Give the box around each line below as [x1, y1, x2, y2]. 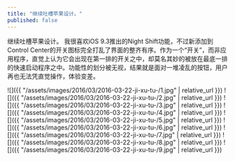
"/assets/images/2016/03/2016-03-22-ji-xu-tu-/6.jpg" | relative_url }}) [20, 123, 222, 132]
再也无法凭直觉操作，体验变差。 [7, 71, 99, 80]
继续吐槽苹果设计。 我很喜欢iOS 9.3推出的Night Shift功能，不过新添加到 [7, 36, 213, 45]
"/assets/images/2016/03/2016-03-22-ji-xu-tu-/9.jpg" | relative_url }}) [20, 145, 222, 154]
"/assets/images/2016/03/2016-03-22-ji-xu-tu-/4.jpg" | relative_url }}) [20, 108, 222, 116]
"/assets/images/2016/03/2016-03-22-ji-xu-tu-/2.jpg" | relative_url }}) [20, 93, 222, 101]
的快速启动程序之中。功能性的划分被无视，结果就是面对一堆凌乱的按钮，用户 [7, 63, 228, 71]
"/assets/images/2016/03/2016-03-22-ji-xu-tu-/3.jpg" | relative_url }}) [20, 101, 222, 109]
